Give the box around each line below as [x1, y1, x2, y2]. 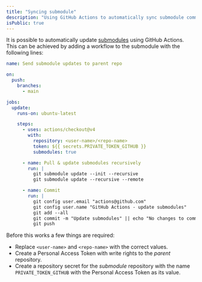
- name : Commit [22, 187, 61, 194]
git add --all [32, 209, 69, 216]
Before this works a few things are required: [6, 232, 115, 239]
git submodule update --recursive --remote [32, 176, 144, 183]
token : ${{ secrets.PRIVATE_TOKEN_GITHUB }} [32, 143, 147, 149]
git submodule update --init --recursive [32, 171, 138, 177]
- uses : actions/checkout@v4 [22, 127, 96, 133]
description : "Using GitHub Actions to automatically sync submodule [6, 14, 185, 20]
